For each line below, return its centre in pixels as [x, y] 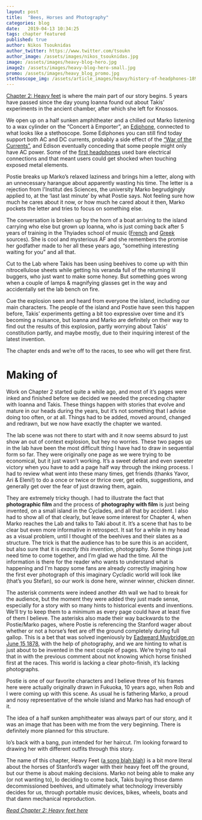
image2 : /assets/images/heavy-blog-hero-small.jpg [71, 68]
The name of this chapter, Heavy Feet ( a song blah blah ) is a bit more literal [99, 761]
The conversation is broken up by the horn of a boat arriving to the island [97, 220]
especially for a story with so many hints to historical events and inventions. [100, 606]
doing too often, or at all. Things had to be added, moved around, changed [99, 418]
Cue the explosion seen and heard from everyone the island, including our [98, 301]
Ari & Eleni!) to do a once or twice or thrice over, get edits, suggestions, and [100, 480]
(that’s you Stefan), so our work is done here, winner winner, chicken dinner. [101, 581]
